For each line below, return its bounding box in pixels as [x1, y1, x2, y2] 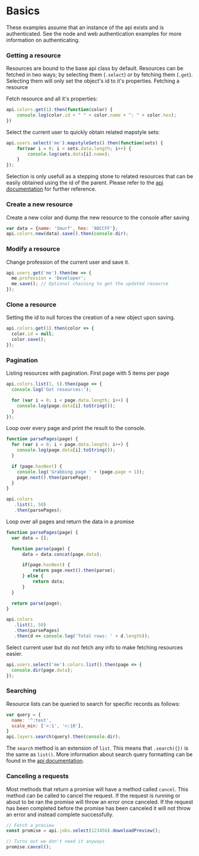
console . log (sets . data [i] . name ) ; [27, 151, 110, 157]
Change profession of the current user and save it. [6, 258, 129, 266]
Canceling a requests [6, 772, 70, 781]
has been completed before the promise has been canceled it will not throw [6, 804, 191, 811]
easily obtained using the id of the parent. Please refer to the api [6, 179, 163, 187]
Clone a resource [6, 301, 56, 308]
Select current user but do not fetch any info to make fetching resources [6, 643, 183, 651]
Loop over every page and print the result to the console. [6, 425, 146, 432]
